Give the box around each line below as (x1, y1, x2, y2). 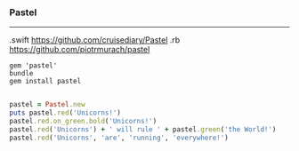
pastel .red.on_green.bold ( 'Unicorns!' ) (9, 117, 158, 126)
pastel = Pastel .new (9, 100, 86, 109)
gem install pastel (9, 77, 82, 86)
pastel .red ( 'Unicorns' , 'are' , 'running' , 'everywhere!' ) (9, 133, 229, 142)
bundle (9, 69, 34, 78)
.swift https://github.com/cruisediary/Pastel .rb (9, 35, 181, 45)
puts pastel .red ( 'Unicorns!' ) (9, 108, 122, 117)
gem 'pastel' (9, 61, 58, 70)
